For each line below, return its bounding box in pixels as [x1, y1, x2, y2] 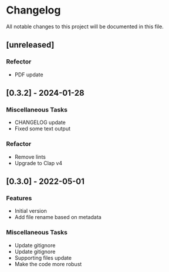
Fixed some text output [14, 125, 71, 132]
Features [6, 194, 32, 202]
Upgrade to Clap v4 [14, 159, 63, 166]
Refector [6, 58, 32, 66]
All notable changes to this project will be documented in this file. [6, 23, 164, 30]
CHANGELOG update [14, 119, 66, 126]
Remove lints [14, 153, 46, 160]
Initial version [14, 207, 47, 214]
